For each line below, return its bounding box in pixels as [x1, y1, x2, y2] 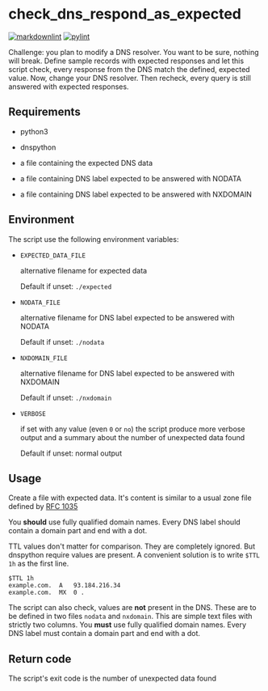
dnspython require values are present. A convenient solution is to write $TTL [8, 550, 260, 560]
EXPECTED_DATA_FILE [19, 252, 86, 260]
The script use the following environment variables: [8, 234, 179, 244]
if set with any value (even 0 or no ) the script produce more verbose [19, 424, 245, 434]
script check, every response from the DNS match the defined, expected [8, 64, 250, 74]
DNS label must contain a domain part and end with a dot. [8, 629, 200, 638]
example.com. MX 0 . [8, 588, 85, 597]
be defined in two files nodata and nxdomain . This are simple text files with [8, 612, 253, 621]
